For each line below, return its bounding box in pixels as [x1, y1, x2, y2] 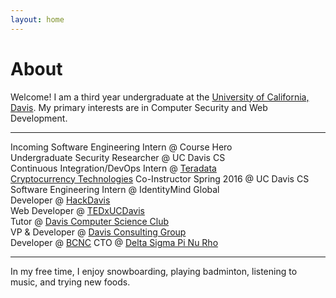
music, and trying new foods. [10, 276, 131, 288]
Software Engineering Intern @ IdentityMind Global [10, 183, 220, 195]
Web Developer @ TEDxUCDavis [10, 204, 145, 216]
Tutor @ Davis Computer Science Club [10, 215, 170, 227]
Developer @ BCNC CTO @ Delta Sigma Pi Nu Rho [10, 236, 219, 248]
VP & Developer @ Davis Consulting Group [10, 226, 187, 238]
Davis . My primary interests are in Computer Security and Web [10, 101, 268, 113]
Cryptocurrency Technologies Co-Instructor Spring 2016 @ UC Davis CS [10, 172, 310, 185]
